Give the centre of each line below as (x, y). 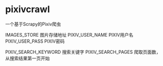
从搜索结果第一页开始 (27, 58)
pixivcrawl (28, 9)
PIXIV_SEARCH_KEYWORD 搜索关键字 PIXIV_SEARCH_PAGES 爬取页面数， (83, 52)
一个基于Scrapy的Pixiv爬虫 (33, 24)
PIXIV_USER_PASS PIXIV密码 (35, 41)
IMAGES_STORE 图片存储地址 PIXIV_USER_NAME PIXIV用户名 (69, 35)
